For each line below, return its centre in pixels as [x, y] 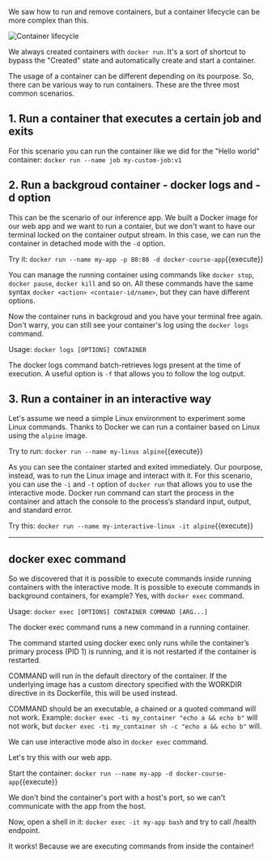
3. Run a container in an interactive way [110, 399]
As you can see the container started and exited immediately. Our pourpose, [136, 467]
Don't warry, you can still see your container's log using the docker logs [129, 324]
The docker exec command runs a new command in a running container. [130, 627]
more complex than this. [49, 20]
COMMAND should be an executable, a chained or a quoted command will [132, 709]
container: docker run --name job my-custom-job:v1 [95, 159]
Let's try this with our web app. [60, 758]
